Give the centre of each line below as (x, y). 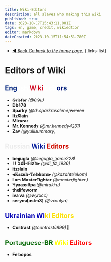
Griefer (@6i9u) (28, 100)
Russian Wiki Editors (37, 147)
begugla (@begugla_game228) (44, 158)
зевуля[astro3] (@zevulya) (40, 200)
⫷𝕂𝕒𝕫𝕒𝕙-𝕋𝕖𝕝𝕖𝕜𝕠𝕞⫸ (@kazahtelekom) (50, 174)
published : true (21, 19)
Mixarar (20, 121)
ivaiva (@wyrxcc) (30, 195)
